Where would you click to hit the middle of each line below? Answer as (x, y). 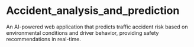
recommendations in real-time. (44, 39)
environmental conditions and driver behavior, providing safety (83, 32)
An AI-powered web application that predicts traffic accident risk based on (97, 27)
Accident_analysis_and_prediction (93, 11)
